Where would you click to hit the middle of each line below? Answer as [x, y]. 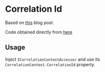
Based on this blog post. [30, 23]
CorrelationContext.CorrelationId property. [50, 64]
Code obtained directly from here [39, 32]
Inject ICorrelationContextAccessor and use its [52, 59]
